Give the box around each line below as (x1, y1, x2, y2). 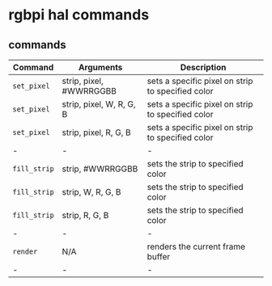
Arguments (78, 62, 123, 73)
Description (180, 62, 227, 73)
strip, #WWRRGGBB (62, 163, 138, 175)
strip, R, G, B (62, 210, 109, 221)
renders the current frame (147, 241, 245, 252)
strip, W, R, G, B (62, 187, 121, 197)
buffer (147, 251, 171, 262)
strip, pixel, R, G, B (62, 127, 131, 138)
